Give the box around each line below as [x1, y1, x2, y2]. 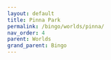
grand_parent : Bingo [7, 42, 68, 49]
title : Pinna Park [7, 17, 61, 23]
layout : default [7, 10, 54, 17]
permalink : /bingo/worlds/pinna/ [7, 23, 105, 30]
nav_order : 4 [7, 29, 45, 37]
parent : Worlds [7, 36, 52, 43]
